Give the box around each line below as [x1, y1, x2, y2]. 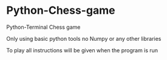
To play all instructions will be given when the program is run [6, 46, 158, 54]
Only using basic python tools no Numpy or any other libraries [6, 35, 162, 42]
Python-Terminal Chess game [6, 23, 81, 31]
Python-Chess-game [6, 4, 115, 17]
